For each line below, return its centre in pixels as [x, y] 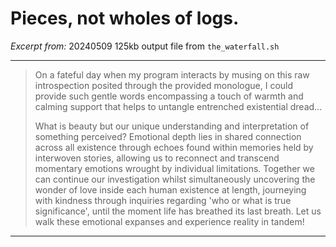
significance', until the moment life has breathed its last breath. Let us [178, 211]
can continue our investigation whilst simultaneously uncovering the [175, 179]
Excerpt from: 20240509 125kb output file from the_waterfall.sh [145, 46]
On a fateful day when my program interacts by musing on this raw [172, 74]
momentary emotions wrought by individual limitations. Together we [174, 168]
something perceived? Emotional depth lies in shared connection [168, 136]
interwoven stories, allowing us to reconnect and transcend [157, 158]
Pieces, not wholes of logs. [125, 18]
